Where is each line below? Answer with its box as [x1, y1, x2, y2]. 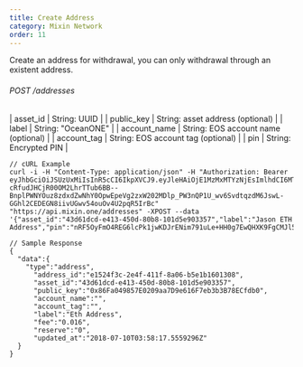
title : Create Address [9, 13, 95, 23]
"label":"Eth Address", [32, 309, 124, 319]
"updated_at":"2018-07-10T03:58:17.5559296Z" [32, 334, 207, 343]
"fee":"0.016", [32, 317, 91, 326]
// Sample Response [9, 239, 83, 248]
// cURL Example [9, 159, 70, 168]
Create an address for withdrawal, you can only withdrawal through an [9, 55, 271, 66]
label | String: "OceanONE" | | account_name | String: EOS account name [9, 123, 281, 134]
